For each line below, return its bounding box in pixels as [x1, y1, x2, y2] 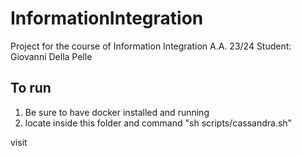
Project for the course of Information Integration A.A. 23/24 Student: [10, 40, 292, 52]
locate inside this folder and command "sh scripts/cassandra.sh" [24, 117, 293, 129]
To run [10, 80, 52, 97]
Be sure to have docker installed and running [24, 106, 210, 118]
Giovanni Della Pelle [10, 50, 93, 62]
